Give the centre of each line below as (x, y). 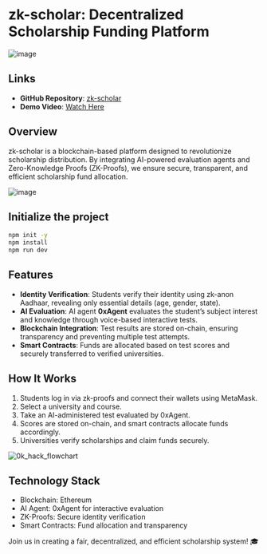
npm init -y (28, 235)
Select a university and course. (71, 406)
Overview (33, 132)
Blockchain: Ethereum (56, 500)
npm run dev (28, 250)
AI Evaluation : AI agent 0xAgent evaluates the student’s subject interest (139, 311)
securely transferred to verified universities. (92, 354)
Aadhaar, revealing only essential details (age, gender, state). (120, 303)
